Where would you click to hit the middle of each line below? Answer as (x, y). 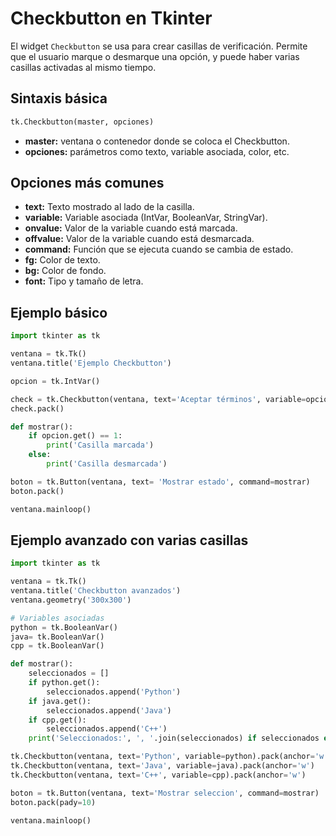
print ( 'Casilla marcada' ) (100, 445)
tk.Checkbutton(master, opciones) (82, 122)
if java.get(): (60, 701)
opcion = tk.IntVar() (55, 381)
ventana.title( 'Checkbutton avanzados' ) (96, 591)
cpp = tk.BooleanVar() (57, 646)
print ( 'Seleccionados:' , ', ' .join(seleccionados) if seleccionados (174, 738)
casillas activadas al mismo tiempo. (83, 67)
